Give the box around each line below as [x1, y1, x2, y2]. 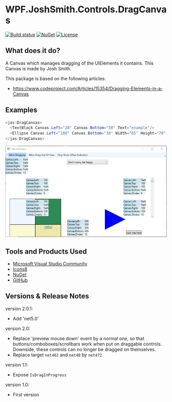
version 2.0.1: [5, 305, 33, 312]
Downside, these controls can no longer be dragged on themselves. [12, 346, 156, 352]
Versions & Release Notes [5, 292, 90, 301]
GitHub [12, 277, 28, 283]
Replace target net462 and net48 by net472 [12, 352, 102, 358]
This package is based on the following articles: [5, 75, 106, 82]
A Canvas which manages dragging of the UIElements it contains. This [5, 60, 154, 66]
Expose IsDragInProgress [12, 371, 67, 378]
